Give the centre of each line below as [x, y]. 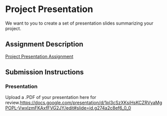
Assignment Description [44, 44]
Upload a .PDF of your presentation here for [51, 97]
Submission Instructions [45, 72]
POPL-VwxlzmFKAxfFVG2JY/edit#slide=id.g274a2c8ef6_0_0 [68, 108]
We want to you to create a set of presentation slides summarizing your [79, 23]
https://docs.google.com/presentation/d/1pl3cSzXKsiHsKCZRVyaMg [91, 103]
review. [13, 103]
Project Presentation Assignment [39, 56]
